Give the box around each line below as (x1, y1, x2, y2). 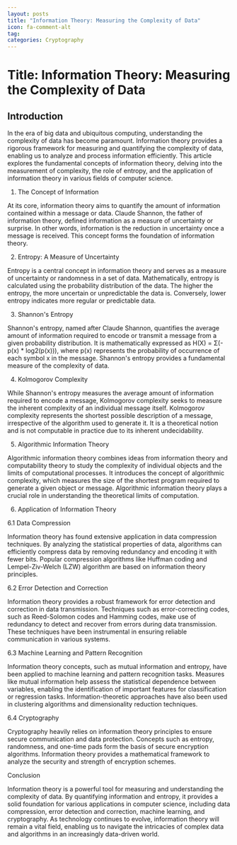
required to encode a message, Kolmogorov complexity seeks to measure (7, 397, 223, 405)
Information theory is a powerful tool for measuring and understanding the (7, 785, 224, 793)
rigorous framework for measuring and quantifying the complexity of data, (7, 144, 224, 153)
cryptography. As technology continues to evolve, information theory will (7, 815, 219, 824)
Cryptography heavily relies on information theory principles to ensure (7, 728, 212, 736)
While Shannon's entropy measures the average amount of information (7, 389, 214, 397)
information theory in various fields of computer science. (7, 174, 173, 182)
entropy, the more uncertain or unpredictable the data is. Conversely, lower (7, 289, 226, 298)
